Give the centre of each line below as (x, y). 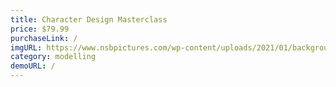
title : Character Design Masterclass (89, 19)
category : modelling (53, 57)
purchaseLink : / (44, 38)
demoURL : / (33, 66)
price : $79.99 (40, 29)
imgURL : (26, 47)
